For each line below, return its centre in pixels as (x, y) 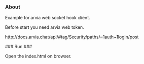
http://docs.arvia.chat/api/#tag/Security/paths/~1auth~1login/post (72, 37)
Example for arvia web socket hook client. (48, 18)
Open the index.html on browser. (38, 56)
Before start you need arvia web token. (45, 27)
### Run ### (18, 47)
